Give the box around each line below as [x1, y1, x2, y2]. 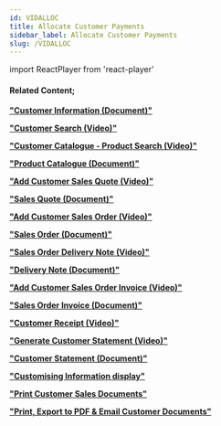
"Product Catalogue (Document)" [9, 158, 140, 169]
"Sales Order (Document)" [9, 229, 112, 240]
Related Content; [9, 84, 76, 96]
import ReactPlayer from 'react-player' [9, 64, 154, 75]
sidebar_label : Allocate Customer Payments [9, 30, 178, 39]
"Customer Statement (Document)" [9, 353, 148, 364]
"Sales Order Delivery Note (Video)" [9, 247, 150, 258]
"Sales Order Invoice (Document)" [9, 300, 143, 311]
